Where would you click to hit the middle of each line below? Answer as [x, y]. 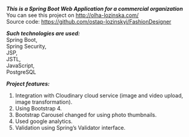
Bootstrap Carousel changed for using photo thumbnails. [86, 115]
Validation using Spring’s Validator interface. [70, 128]
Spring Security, [26, 46]
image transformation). [44, 102]
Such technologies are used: [43, 33]
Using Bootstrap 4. [38, 108]
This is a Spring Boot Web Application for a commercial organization [95, 9]
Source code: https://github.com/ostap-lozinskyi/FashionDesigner [89, 22]
